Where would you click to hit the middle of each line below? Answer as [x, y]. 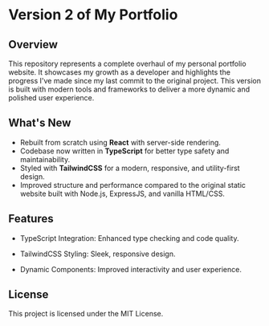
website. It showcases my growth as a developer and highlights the [120, 72]
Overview [33, 45]
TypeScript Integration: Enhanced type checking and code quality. [129, 238]
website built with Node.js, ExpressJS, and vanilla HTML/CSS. [122, 194]
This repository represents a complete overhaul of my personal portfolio [127, 63]
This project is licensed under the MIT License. [86, 314]
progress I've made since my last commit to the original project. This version [134, 81]
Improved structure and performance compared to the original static [133, 185]
